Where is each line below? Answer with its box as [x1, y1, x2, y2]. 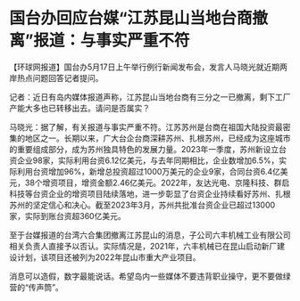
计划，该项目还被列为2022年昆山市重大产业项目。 [16, 251, 201, 263]
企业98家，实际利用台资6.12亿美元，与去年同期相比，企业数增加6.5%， [16, 155, 279, 166]
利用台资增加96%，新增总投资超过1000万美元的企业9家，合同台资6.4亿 [16, 166, 281, 176]
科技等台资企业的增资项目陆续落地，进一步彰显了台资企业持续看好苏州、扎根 [9, 188, 291, 199]
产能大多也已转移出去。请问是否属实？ [9, 102, 150, 113]
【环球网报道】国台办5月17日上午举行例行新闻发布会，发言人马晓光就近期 [9, 61, 279, 72]
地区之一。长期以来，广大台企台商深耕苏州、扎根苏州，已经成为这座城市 [24, 133, 291, 143]
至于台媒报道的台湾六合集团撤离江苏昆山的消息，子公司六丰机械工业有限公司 [9, 229, 291, 240]
